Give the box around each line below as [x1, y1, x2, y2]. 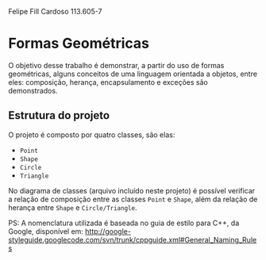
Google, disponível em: [8, 226, 83, 236]
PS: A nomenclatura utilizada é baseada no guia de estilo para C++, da [8, 218, 240, 227]
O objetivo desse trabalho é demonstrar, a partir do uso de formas [8, 60, 225, 70]
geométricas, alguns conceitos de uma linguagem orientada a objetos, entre [8, 69, 258, 78]
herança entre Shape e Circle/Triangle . [8, 202, 137, 212]
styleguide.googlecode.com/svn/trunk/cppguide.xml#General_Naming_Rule [8, 235, 257, 244]
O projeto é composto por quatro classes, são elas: [8, 130, 175, 140]
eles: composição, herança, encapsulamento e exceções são [8, 77, 209, 86]
